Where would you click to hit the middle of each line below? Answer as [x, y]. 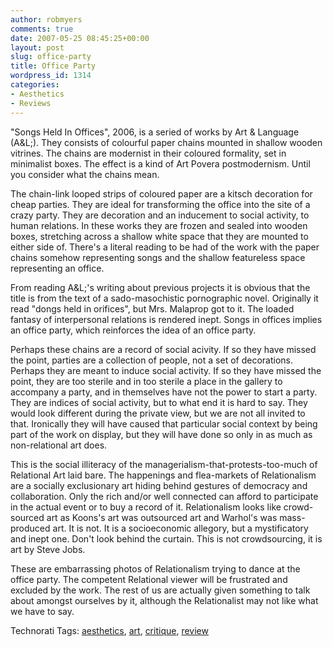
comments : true [42, 29]
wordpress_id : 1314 [51, 76]
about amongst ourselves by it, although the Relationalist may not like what [164, 600]
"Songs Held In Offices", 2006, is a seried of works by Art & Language [155, 132]
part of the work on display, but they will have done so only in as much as [161, 434]
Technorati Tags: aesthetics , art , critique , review [109, 630]
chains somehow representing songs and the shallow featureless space [158, 257]
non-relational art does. [59, 445]
